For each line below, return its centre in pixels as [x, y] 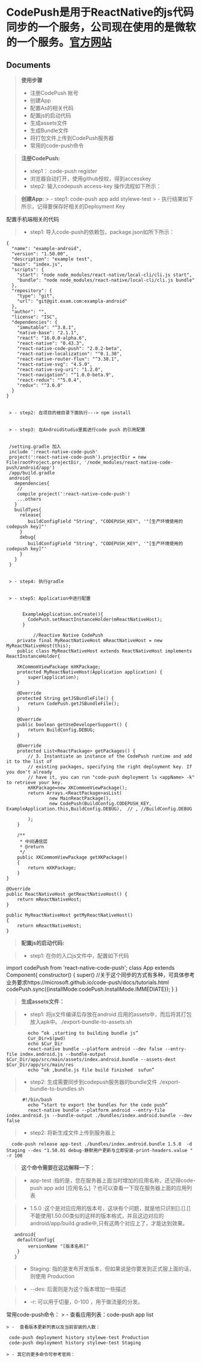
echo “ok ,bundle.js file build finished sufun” [91, 1070]
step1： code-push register [63, 171]
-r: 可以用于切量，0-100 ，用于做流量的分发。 [86, 1302]
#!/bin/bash [37, 1100]
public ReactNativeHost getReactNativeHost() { [67, 894]
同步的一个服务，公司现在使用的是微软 [101, 27]
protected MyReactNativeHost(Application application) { [90, 672]
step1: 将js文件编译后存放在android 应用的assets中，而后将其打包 [111, 1014]
